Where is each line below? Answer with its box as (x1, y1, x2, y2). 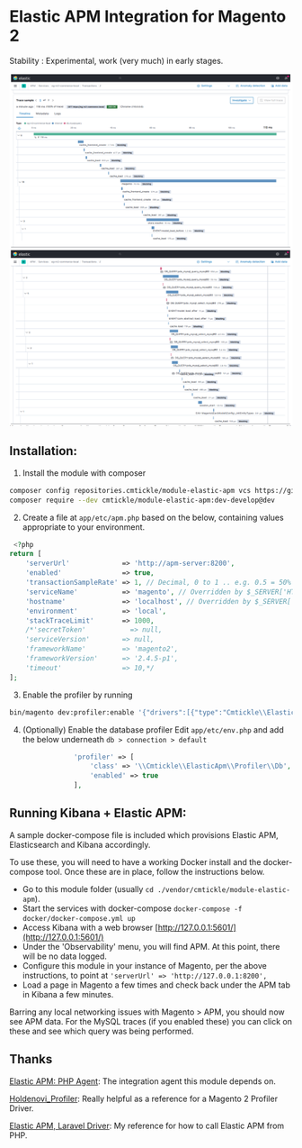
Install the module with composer (22, 467, 147, 478)
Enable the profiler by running (22, 689, 133, 700)
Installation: (9, 443, 78, 459)
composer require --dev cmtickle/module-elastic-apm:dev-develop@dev (9, 496, 276, 505)
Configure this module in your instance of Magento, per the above (22, 960, 267, 970)
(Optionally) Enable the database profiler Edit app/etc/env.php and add (22, 724, 285, 735)
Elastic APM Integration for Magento (9, 6, 287, 27)
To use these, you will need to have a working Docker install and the (9, 856, 262, 867)
